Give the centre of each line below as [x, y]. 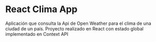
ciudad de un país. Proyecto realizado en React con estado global [74, 28]
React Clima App [41, 9]
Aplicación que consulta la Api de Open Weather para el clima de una [78, 23]
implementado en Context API [37, 34]
